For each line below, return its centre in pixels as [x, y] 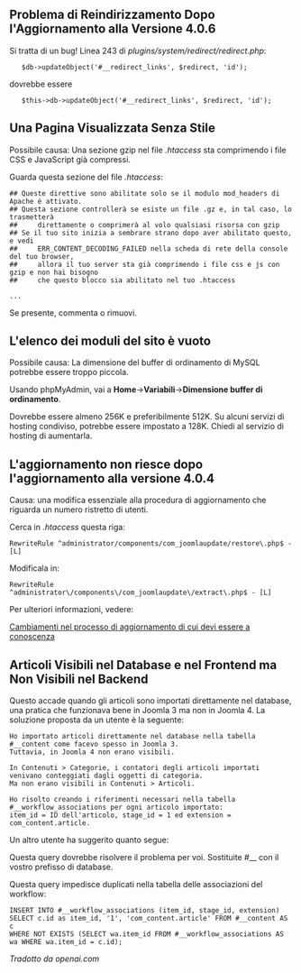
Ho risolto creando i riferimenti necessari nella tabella [123, 800]
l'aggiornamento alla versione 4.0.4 [112, 478]
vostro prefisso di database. [61, 867]
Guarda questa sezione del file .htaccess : [87, 177]
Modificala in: [35, 568]
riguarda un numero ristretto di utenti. [79, 509]
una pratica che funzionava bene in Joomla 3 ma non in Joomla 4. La [137, 711]
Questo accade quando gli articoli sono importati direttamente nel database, [150, 701]
